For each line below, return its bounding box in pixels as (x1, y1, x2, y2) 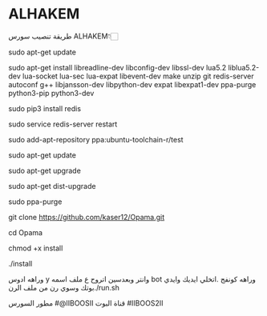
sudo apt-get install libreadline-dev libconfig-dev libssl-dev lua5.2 (8, 62, 227, 72)
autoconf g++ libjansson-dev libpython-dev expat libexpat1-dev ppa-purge (8, 79, 257, 89)
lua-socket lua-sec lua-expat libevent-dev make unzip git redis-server (22, 71, 254, 81)
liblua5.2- (228, 62, 260, 72)
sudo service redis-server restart (8, 119, 118, 129)
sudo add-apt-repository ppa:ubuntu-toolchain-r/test (8, 134, 184, 144)
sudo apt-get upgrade (8, 166, 82, 175)
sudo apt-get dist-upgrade (8, 181, 96, 190)
